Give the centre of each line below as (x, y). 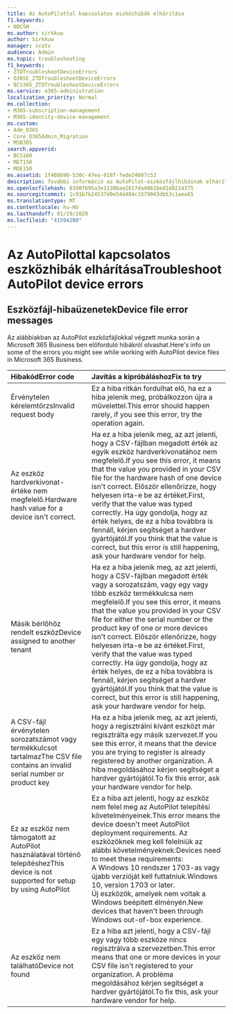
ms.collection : (29, 104)
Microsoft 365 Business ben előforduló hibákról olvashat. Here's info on (109, 344)
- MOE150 (20, 168)
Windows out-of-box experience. (147, 920)
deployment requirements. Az (140, 833)
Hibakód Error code (43, 376)
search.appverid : (32, 149)
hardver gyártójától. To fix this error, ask (156, 778)
